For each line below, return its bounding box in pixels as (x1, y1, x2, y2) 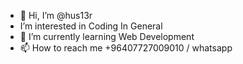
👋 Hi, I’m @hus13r (19, 10, 93, 21)
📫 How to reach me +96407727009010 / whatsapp (19, 42, 233, 54)
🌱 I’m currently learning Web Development (19, 31, 195, 42)
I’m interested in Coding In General (19, 20, 163, 32)
